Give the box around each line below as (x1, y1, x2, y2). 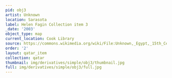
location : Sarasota (5, 17, 47, 22)
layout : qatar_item (5, 50, 47, 55)
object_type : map (5, 31, 42, 36)
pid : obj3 (5, 7, 27, 13)
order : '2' (5, 46, 29, 51)
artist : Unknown (5, 12, 40, 17)
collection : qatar (5, 55, 45, 61)
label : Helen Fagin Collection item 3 (5, 22, 88, 27)
